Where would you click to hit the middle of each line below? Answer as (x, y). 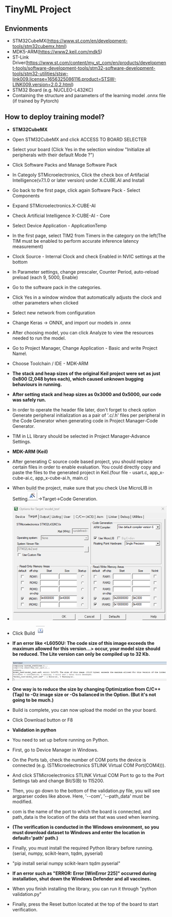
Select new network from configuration (54, 313)
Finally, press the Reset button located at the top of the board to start (85, 904)
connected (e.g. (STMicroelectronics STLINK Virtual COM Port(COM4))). (89, 765)
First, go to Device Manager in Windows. (55, 750)
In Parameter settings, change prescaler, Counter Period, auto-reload (85, 272)
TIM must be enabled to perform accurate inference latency (75, 241)
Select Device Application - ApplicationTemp (60, 225)
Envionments (26, 29)
